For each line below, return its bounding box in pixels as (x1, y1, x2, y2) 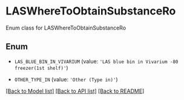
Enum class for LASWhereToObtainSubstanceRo (5, 24, 126, 31)
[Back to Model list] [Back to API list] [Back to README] (5, 87, 145, 95)
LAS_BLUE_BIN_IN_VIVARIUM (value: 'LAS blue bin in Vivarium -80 (14, 57, 179, 64)
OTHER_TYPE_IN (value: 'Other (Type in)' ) (14, 75, 119, 83)
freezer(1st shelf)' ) (14, 64, 68, 71)
